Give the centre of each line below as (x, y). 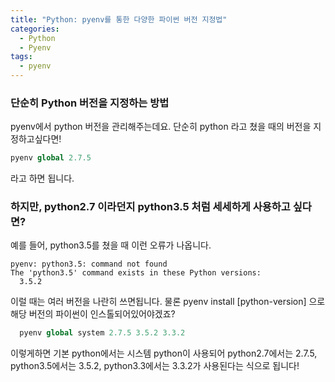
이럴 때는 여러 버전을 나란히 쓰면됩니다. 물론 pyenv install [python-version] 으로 (168, 302)
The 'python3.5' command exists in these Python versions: (136, 273)
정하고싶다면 (35, 139)
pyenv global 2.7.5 (51, 158)
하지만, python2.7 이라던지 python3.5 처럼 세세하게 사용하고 (150, 207)
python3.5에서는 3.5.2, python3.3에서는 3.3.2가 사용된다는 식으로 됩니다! (155, 366)
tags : (21, 57)
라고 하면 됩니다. (42, 178)
